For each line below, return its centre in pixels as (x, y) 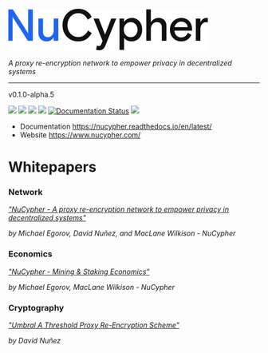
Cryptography (36, 307)
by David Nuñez (35, 341)
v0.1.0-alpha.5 (31, 94)
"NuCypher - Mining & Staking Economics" (79, 272)
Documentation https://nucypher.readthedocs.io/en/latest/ (116, 126)
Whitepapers (53, 167)
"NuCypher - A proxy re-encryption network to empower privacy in (119, 209)
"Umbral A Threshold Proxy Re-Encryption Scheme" (94, 325)
